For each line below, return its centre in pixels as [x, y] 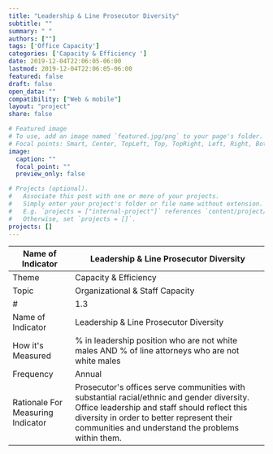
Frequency [33, 374]
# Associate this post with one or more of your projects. [114, 197]
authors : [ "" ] [32, 39]
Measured [32, 356]
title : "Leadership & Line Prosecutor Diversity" [94, 16]
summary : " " [30, 31]
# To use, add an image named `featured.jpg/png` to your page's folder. [136, 136]
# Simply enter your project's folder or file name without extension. [136, 204]
